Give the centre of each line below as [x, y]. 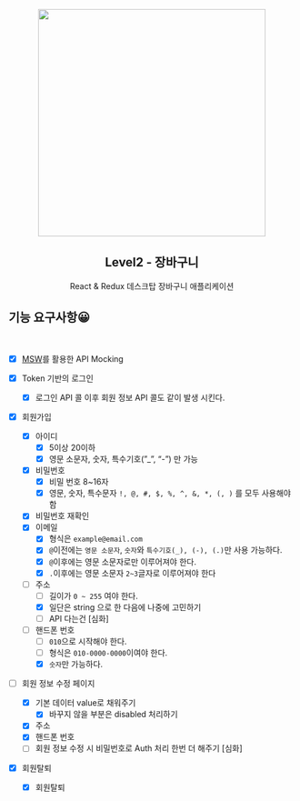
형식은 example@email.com [95, 539]
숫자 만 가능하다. [76, 665]
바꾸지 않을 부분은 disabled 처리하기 [113, 715]
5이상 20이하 [72, 447]
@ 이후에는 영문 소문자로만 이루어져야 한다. [123, 561]
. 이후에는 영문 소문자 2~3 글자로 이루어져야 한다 [132, 573]
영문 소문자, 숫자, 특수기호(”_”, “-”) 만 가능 [124, 459]
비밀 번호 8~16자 [79, 482]
